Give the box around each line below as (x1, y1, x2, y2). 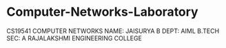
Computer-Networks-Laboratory (6, 4, 198, 20)
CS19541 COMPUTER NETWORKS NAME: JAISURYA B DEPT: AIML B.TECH (6, 27, 220, 35)
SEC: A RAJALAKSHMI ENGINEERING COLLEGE (6, 34, 143, 42)
